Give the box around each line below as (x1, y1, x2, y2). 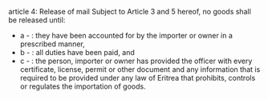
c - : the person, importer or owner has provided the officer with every (19, 56, 253, 65)
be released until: (8, 15, 66, 25)
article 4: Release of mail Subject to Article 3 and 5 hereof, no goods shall (8, 7, 251, 16)
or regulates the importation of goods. (19, 81, 146, 91)
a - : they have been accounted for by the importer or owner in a (19, 31, 233, 40)
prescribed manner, (19, 39, 86, 49)
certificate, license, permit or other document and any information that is (19, 65, 261, 74)
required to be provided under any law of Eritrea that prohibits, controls (19, 73, 256, 82)
